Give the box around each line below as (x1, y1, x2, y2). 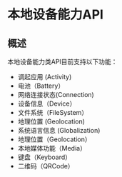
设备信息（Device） (17, 99, 76, 108)
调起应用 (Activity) (17, 73, 72, 81)
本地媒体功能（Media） (17, 144, 87, 152)
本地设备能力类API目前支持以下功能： (7, 58, 118, 66)
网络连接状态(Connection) (17, 91, 94, 98)
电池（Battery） (17, 81, 65, 90)
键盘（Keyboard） (17, 153, 72, 161)
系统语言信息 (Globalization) (17, 126, 101, 134)
